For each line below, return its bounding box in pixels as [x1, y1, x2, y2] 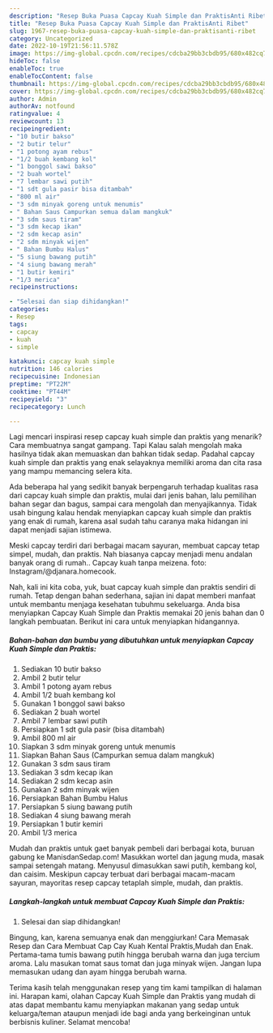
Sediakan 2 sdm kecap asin [20, 776, 113, 786]
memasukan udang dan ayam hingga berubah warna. [9, 967, 187, 977]
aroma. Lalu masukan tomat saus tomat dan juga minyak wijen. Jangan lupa [9, 958, 262, 968]
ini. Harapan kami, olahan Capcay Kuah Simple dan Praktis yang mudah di [9, 992, 256, 1001]
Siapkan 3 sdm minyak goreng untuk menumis [20, 742, 177, 752]
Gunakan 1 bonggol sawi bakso [20, 698, 126, 709]
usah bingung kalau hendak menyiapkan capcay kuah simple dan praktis [9, 508, 252, 518]
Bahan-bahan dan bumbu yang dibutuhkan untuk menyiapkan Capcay [9, 635, 254, 645]
